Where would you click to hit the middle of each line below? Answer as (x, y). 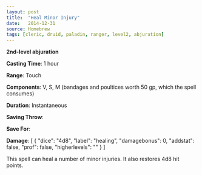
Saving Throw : (25, 117)
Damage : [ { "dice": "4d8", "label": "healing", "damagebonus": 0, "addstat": (100, 141)
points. (15, 165)
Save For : (18, 129)
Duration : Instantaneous (37, 105)
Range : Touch (24, 75)
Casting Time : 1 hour (33, 64)
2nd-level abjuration (32, 52)
